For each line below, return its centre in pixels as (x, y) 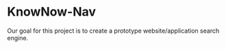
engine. (18, 37)
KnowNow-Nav (52, 12)
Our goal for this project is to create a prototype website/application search (113, 31)
